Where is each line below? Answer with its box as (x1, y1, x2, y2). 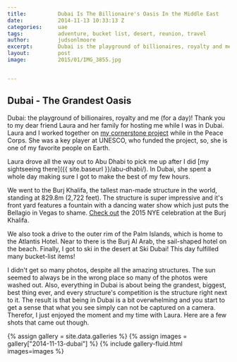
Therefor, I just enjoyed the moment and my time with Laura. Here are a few (7, 310, 227, 319)
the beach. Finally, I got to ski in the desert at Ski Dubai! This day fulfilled (7, 244, 219, 253)
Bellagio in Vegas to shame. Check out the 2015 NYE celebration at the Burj (7, 208, 226, 217)
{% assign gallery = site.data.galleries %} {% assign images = (7, 332, 188, 340)
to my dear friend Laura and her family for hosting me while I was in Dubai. (7, 121, 224, 129)
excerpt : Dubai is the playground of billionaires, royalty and (7, 43, 222, 50)
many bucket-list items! (7, 252, 75, 260)
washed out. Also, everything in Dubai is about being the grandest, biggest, (7, 280, 227, 289)
